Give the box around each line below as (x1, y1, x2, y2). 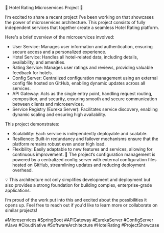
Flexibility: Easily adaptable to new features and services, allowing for (12, 146, 153, 152)
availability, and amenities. (12, 59, 66, 65)
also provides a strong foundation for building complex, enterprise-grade (5, 182, 152, 188)
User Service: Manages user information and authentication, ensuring (12, 44, 153, 49)
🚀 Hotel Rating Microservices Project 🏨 (5, 5, 83, 10)
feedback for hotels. (12, 70, 53, 76)
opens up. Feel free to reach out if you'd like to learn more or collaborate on (5, 202, 158, 208)
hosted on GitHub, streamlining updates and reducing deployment (12, 162, 145, 168)
